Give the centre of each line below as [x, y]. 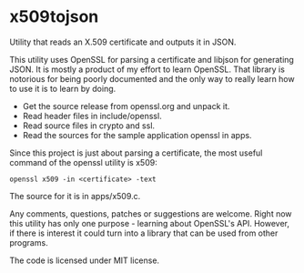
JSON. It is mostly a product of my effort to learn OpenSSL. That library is [147, 69]
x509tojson [54, 17]
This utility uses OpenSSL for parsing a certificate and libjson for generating [152, 59]
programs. [29, 242]
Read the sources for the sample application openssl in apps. [137, 135]
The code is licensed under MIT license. [85, 260]
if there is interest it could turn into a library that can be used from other [144, 233]
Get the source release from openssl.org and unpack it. [126, 106]
